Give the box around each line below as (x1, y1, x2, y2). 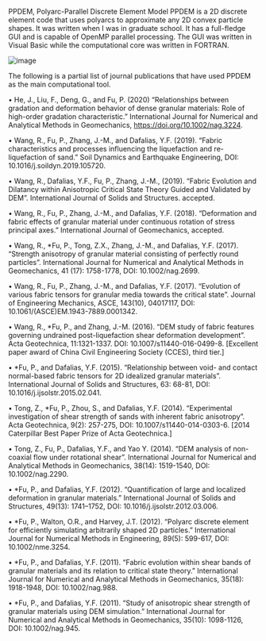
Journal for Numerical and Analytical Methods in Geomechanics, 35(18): (8, 574, 245, 584)
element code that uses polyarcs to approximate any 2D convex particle (8, 15, 244, 25)
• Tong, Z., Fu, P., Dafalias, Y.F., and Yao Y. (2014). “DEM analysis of (8, 444, 232, 453)
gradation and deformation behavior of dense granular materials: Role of (8, 103, 245, 113)
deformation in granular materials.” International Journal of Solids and (8, 493, 236, 502)
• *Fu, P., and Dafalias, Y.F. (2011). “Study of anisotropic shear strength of (8, 598, 251, 608)
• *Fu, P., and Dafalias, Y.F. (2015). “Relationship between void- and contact (8, 363, 258, 372)
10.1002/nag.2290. (8, 470, 69, 478)
